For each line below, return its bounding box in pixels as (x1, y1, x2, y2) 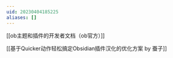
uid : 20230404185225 (6, 8, 59, 15)
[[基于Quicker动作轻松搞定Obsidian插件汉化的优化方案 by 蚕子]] (6, 45, 167, 52)
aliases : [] (6, 14, 37, 21)
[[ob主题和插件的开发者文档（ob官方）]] (6, 31, 105, 39)
